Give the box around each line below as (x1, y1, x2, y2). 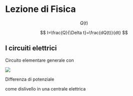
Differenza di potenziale (5, 76, 54, 82)
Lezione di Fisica (5, 3, 76, 15)
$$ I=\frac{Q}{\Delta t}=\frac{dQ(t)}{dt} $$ (39, 29, 128, 35)
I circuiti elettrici (5, 44, 57, 53)
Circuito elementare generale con (5, 57, 74, 63)
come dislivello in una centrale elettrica (5, 86, 86, 92)
